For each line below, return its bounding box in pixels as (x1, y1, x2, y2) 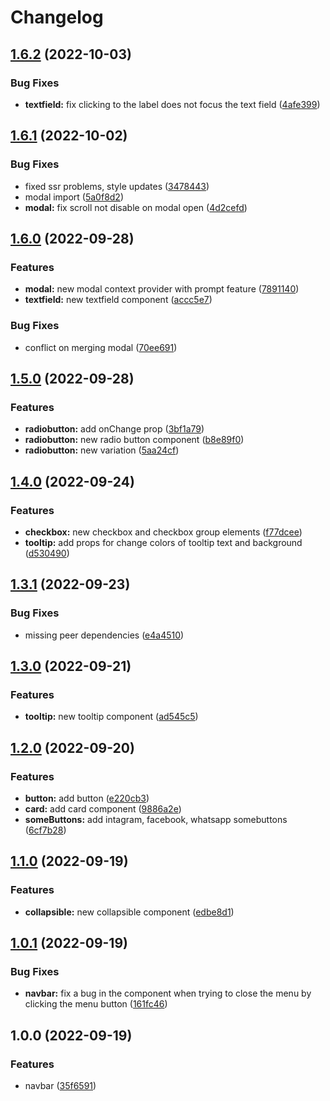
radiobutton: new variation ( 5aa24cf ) (24, 444, 180, 456)
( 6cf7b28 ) (24, 824, 67, 836)
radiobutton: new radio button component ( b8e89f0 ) (24, 434, 245, 446)
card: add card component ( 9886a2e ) (24, 802, 182, 815)
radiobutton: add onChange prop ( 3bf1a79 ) (24, 423, 205, 435)
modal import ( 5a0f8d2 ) (24, 191, 125, 203)
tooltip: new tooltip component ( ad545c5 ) (24, 711, 199, 723)
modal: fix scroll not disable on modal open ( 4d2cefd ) (24, 201, 248, 213)
